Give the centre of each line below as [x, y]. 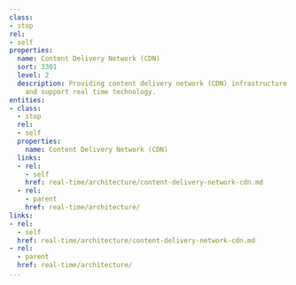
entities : [27, 100]
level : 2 [33, 75]
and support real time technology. [91, 91]
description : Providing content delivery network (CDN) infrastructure [152, 83]
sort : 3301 [37, 67]
